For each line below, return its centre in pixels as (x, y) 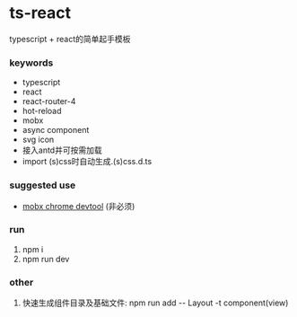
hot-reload (42, 111)
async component (56, 130)
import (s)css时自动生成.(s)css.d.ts (87, 162)
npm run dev (46, 259)
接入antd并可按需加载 (62, 150)
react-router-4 (49, 101)
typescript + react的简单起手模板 (70, 39)
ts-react (40, 13)
